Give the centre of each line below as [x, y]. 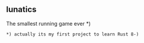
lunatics [21, 10]
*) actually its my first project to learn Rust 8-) [73, 34]
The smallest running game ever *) [48, 23]
